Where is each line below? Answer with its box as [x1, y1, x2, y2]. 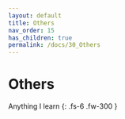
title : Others [8, 19, 55, 27]
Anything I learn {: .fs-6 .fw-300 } [8, 102, 118, 111]
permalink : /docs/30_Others [8, 41, 101, 49]
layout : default [8, 11, 62, 20]
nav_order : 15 [8, 26, 55, 34]
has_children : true [8, 33, 73, 42]
